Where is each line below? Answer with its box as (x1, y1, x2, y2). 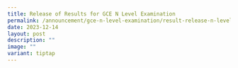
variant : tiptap (7, 50, 55, 57)
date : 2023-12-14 (7, 23, 59, 30)
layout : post (7, 30, 46, 38)
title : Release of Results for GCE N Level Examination (7, 10, 176, 18)
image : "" (7, 43, 37, 50)
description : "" (7, 37, 55, 44)
